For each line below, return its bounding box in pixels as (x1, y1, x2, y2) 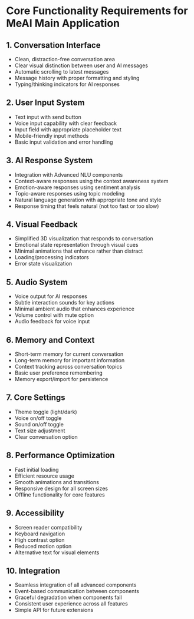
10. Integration (6, 565, 60, 575)
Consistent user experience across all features (14, 600, 128, 607)
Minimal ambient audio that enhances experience (14, 305, 134, 313)
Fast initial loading (14, 466, 59, 473)
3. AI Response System (6, 155, 93, 165)
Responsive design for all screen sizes (14, 485, 108, 492)
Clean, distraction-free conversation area (14, 56, 115, 62)
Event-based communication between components (14, 588, 140, 595)
